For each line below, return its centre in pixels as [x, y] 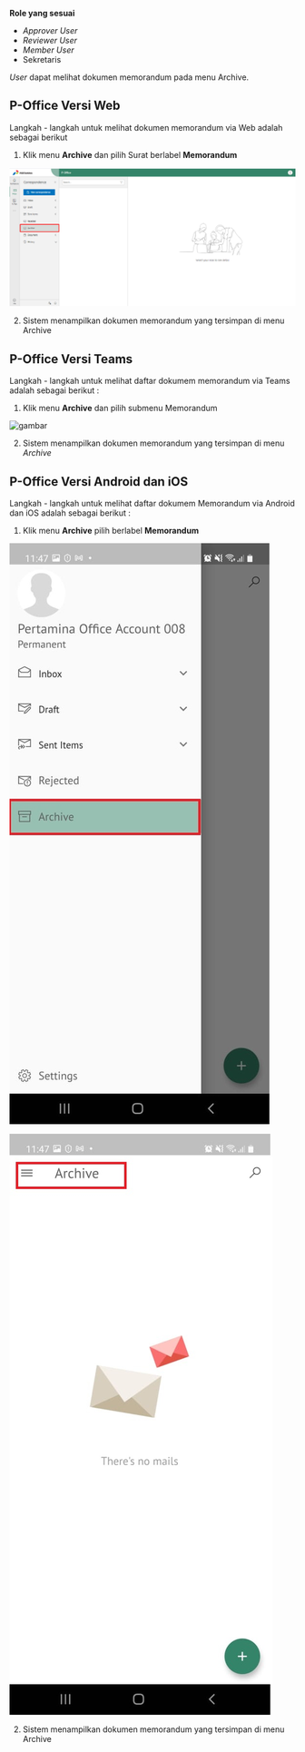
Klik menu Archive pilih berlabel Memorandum [111, 531]
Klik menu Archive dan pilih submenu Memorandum [120, 408]
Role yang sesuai [42, 13]
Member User [48, 50]
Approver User [50, 30]
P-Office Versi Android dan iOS [99, 482]
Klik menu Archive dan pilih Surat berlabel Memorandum [130, 154]
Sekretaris [42, 59]
